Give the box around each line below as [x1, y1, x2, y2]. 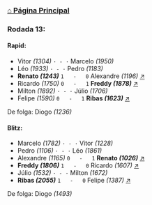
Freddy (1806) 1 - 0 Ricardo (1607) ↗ [17, 161, 139, 169]
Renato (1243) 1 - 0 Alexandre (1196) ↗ [17, 72, 145, 80]
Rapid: [7, 41, 26, 50]
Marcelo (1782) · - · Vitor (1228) [17, 139, 114, 148]
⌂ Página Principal [7, 6, 70, 15]
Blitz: [7, 123, 23, 132]
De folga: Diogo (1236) [7, 107, 72, 116]
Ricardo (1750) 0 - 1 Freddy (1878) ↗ [17, 79, 138, 88]
